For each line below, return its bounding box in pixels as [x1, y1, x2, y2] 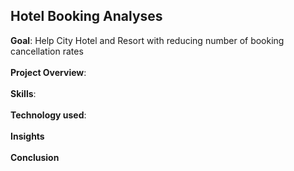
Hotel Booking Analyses [10, 8, 163, 25]
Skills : [10, 87, 37, 99]
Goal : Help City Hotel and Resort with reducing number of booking [10, 34, 285, 46]
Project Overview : [10, 66, 87, 78]
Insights [10, 130, 45, 142]
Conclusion [10, 151, 60, 163]
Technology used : [10, 109, 87, 121]
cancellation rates [10, 45, 84, 57]
